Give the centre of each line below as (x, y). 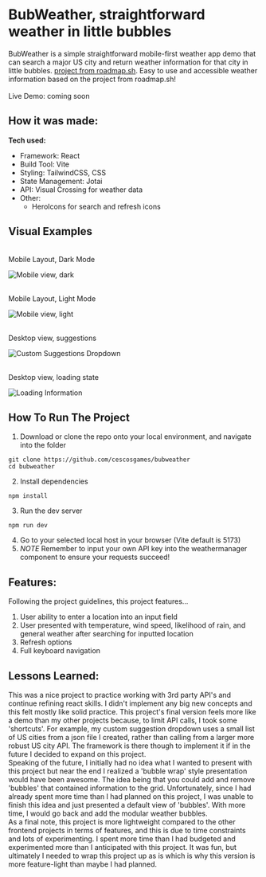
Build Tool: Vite (45, 164)
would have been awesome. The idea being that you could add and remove (132, 779)
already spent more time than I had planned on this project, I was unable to (131, 797)
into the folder (43, 445)
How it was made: (53, 121)
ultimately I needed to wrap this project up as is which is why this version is (132, 855)
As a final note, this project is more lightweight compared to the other (122, 822)
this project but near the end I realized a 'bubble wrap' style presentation (128, 771)
